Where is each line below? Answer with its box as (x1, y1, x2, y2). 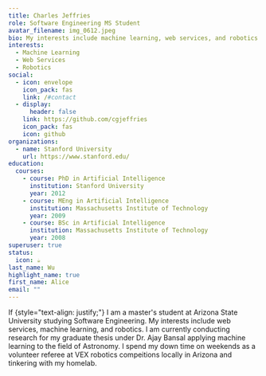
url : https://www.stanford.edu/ (22, 152, 130, 160)
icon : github (22, 130, 66, 138)
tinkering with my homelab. (8, 358, 97, 367)
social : (8, 71, 34, 79)
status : (8, 249, 34, 257)
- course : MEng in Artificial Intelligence (22, 197, 170, 205)
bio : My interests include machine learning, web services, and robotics (8, 33, 259, 42)
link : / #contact (22, 93, 77, 101)
